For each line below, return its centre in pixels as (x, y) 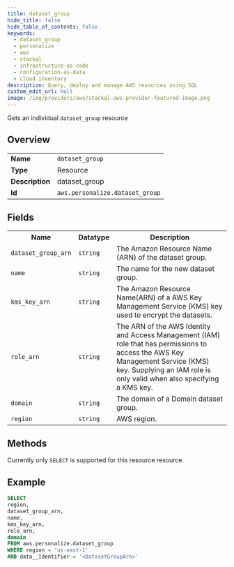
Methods (27, 444)
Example (26, 482)
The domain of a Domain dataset (170, 399)
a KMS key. (134, 387)
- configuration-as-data (49, 72)
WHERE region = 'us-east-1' (48, 550)
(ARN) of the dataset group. (162, 257)
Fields (21, 218)
